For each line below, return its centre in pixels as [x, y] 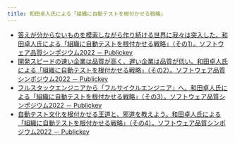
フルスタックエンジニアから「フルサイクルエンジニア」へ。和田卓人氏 [120, 87]
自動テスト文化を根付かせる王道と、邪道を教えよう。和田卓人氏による [119, 114]
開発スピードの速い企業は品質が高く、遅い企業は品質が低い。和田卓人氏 [122, 61]
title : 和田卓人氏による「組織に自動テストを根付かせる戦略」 [86, 14]
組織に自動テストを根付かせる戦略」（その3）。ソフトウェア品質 [128, 97]
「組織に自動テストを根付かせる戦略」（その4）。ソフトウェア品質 [112, 123]
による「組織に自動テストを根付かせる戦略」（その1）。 [121, 44]
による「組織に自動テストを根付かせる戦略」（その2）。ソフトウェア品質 [121, 70]
